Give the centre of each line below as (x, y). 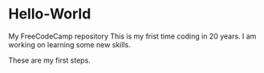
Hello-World (50, 14)
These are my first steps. (49, 60)
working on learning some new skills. (69, 44)
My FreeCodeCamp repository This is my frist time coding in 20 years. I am (132, 36)
